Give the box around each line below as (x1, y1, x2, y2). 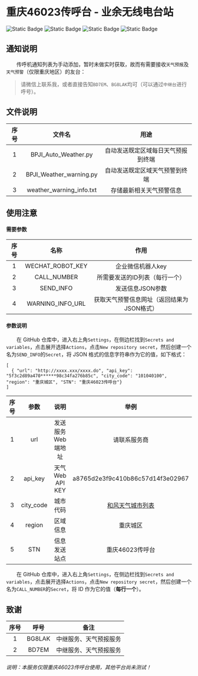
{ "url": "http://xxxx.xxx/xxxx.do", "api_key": (11, 368, 133, 374)
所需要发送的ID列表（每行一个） (97, 273, 186, 282)
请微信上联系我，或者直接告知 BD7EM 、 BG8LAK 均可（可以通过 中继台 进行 (20, 80, 187, 87)
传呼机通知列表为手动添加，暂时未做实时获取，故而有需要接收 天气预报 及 (16, 60, 189, 68)
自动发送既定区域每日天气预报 (104, 146, 187, 154)
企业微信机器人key (115, 262, 167, 270)
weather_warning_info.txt (26, 185, 97, 194)
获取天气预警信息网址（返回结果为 (94, 296, 189, 304)
